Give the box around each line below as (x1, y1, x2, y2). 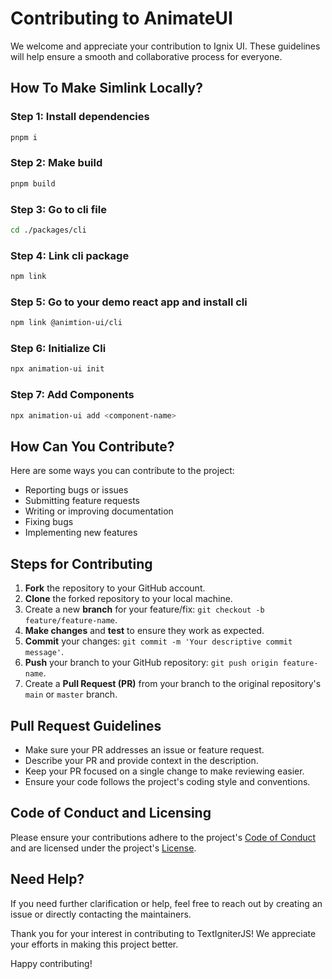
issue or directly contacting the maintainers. (10, 908, 192, 920)
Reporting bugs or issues (24, 484, 129, 496)
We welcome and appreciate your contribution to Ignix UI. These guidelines (10, 40, 321, 52)
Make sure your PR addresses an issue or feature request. (24, 743, 265, 756)
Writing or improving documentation (24, 505, 174, 517)
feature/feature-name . (24, 614, 118, 626)
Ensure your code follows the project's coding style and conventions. (24, 775, 311, 787)
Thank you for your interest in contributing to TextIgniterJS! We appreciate (10, 927, 317, 939)
